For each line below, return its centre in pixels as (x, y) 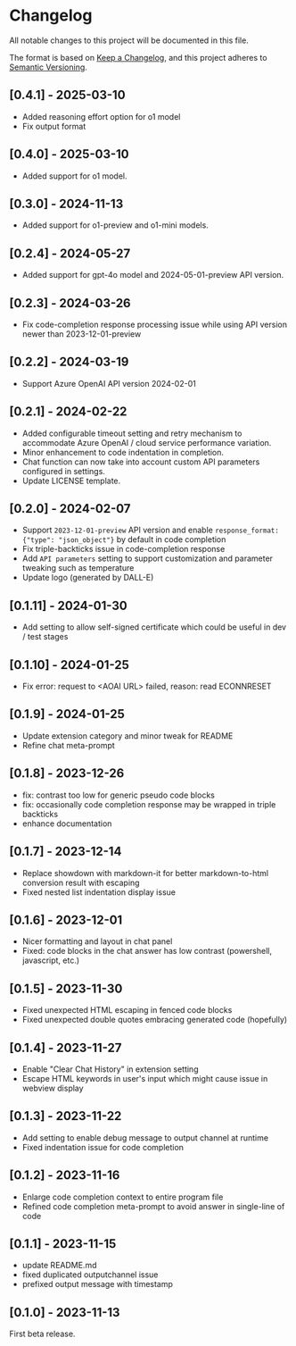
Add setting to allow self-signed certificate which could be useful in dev (154, 627)
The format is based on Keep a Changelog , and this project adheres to (138, 57)
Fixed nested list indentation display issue (99, 892)
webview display (53, 1088)
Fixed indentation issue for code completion (103, 1147)
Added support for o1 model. (74, 176)
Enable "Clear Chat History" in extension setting (110, 1069)
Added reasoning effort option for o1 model (101, 116)
